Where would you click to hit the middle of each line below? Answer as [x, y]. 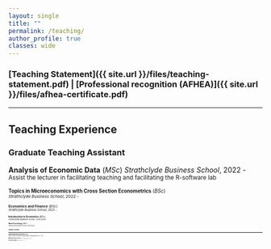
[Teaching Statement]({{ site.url [73, 74]
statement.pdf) [39, 84]
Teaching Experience [63, 129]
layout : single [34, 16]
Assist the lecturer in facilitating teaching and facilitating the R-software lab [113, 178]
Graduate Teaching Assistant [67, 152]
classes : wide [32, 46]
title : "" [25, 23]
